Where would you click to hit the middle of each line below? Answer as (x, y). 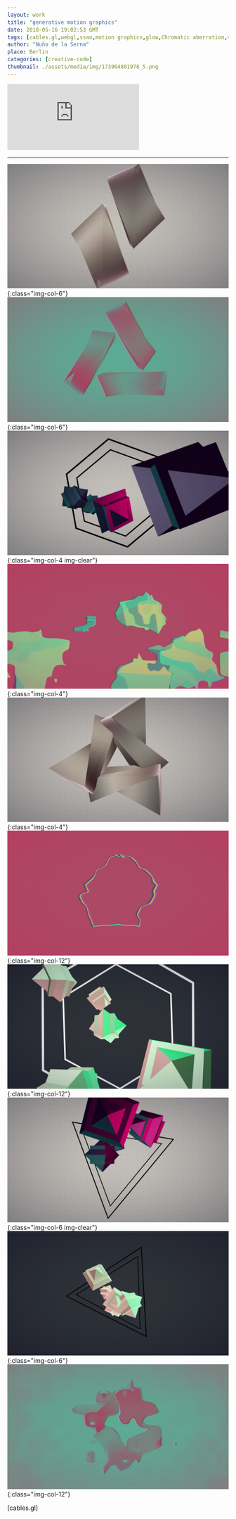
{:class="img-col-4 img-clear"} (53, 560)
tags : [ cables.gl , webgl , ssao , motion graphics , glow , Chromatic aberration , (118, 37)
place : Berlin (28, 52)
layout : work (26, 15)
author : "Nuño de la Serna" (48, 45)
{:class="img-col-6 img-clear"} (53, 1227)
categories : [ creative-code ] (50, 60)
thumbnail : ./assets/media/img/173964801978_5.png (83, 67)
